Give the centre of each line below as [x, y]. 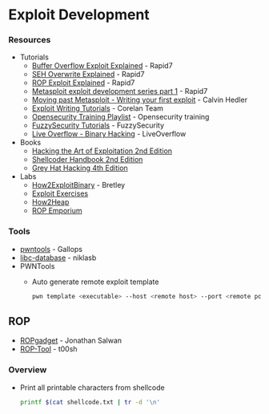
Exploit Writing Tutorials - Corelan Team [98, 108]
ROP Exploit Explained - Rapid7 [83, 83]
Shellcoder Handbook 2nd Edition [87, 160]
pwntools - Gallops [51, 249]
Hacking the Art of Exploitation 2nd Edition [102, 151]
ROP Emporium [57, 211]
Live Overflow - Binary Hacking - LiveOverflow [109, 134]
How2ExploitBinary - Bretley [78, 185]
